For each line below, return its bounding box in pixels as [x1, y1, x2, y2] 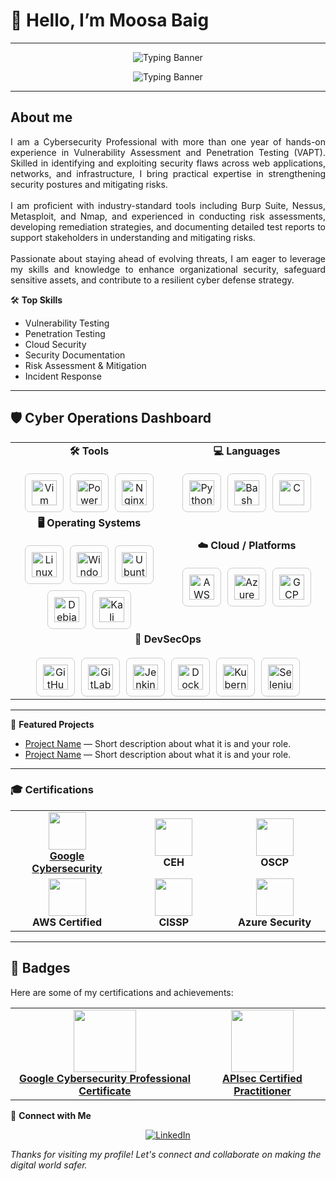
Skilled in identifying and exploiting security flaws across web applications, [10, 157, 326, 169]
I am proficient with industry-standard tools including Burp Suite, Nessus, [10, 199, 326, 211]
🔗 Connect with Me [10, 1109, 92, 1121]
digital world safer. [10, 1159, 88, 1171]
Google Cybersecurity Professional [18, 1071, 191, 1085]
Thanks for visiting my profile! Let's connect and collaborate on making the [10, 1148, 322, 1160]
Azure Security [238, 915, 312, 929]
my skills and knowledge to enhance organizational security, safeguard [10, 263, 326, 275]
